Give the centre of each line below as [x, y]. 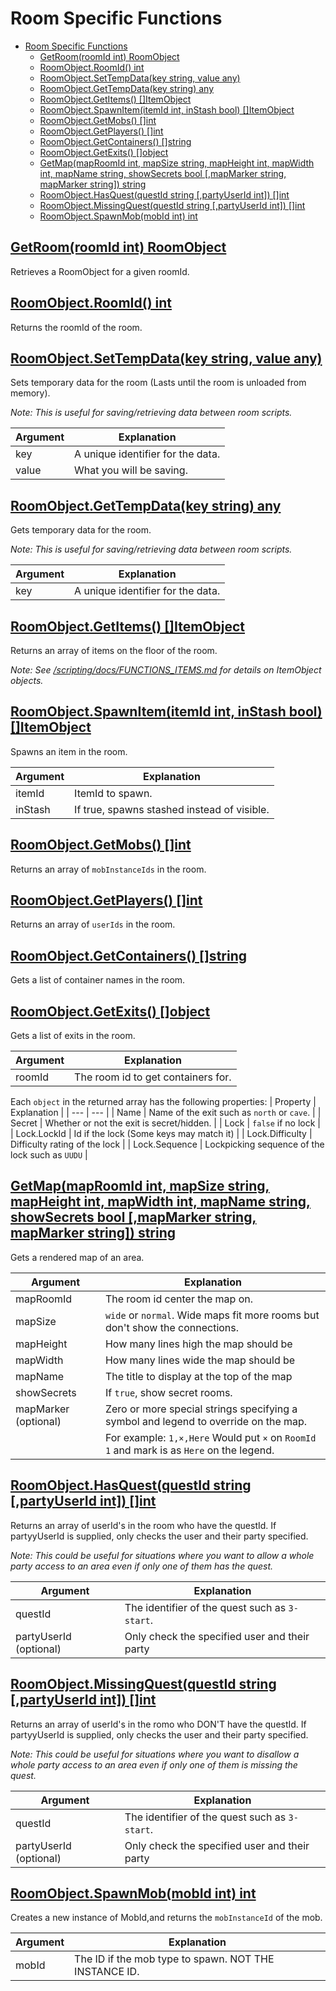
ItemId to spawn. [113, 793]
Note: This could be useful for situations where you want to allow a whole [162, 1555]
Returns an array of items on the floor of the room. [114, 650]
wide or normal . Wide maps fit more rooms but [212, 1315]
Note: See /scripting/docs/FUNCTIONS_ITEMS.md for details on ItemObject [166, 670]
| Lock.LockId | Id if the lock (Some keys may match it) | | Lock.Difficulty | [161, 1134]
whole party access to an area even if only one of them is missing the [154, 1764]
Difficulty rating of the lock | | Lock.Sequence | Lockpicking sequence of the [167, 1144]
